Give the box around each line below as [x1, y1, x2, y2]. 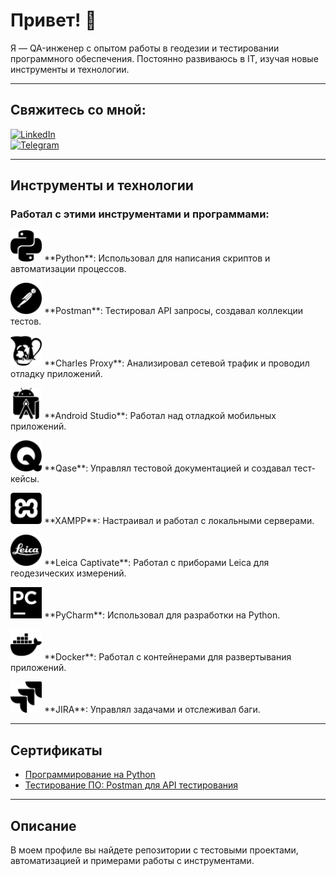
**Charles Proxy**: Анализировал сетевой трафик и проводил [43, 357, 310, 369]
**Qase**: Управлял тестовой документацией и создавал [43, 462, 292, 474]
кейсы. [10, 473, 40, 485]
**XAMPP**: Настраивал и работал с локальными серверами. [43, 515, 315, 527]
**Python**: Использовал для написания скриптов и [43, 252, 271, 264]
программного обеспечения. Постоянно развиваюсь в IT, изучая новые [10, 52, 319, 64]
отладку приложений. [10, 368, 103, 380]
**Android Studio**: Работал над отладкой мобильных [43, 410, 277, 422]
